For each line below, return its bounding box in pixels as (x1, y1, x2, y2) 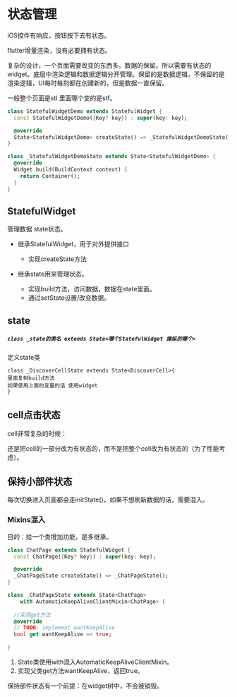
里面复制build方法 (7, 375, 55, 382)
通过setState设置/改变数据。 (28, 293, 111, 302)
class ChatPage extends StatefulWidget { (7, 546, 131, 554)
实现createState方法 (28, 255, 87, 263)
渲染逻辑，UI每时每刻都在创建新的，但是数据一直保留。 (7, 78, 169, 87)
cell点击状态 (7, 409, 61, 421)
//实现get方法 (13, 611, 51, 618)
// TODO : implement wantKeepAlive (13, 624, 115, 631)
